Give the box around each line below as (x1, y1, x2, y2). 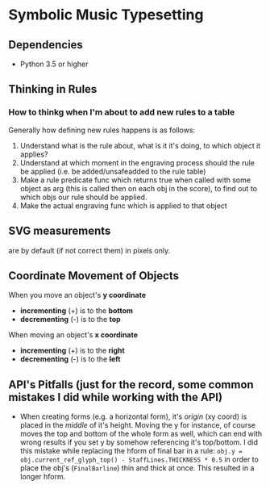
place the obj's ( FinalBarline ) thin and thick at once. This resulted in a (19, 463, 255, 473)
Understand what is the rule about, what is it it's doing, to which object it (19, 140, 261, 150)
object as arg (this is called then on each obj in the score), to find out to (19, 183, 258, 193)
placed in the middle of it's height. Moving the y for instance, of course (19, 420, 256, 430)
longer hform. (19, 472, 66, 482)
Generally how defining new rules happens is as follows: (8, 125, 196, 135)
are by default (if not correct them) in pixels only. (8, 245, 171, 255)
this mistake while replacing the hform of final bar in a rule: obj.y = (19, 446, 243, 456)
